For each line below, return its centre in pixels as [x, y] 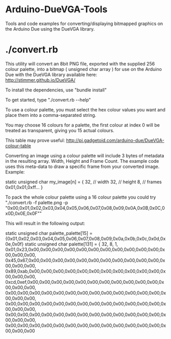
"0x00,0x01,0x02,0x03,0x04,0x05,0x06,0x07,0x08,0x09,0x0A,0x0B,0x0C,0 [85, 208]
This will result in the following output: [45, 223]
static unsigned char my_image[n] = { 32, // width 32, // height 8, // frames [83, 182]
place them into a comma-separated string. [51, 115]
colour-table [18, 146]
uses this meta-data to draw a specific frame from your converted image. [82, 166]
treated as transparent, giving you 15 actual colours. [60, 130]
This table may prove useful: [35, 140]
